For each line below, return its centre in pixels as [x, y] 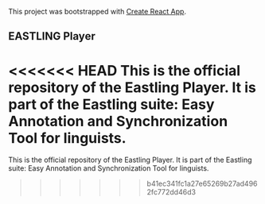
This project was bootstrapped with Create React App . [97, 12]
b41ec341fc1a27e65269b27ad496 [202, 184]
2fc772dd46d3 [171, 192]
